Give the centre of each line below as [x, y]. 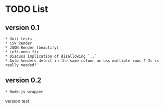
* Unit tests [19, 39]
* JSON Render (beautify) [32, 48]
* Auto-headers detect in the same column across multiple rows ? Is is [82, 61]
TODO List [27, 9]
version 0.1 [22, 28]
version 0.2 [23, 80]
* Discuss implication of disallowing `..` [51, 56]
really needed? [21, 65]
